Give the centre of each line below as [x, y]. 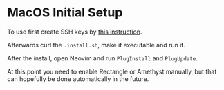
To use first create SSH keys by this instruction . [75, 32]
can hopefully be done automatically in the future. [78, 79]
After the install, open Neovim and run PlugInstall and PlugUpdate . [103, 58]
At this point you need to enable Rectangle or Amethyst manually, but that [112, 71]
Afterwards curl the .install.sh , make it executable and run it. [96, 45]
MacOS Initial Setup [65, 13]
